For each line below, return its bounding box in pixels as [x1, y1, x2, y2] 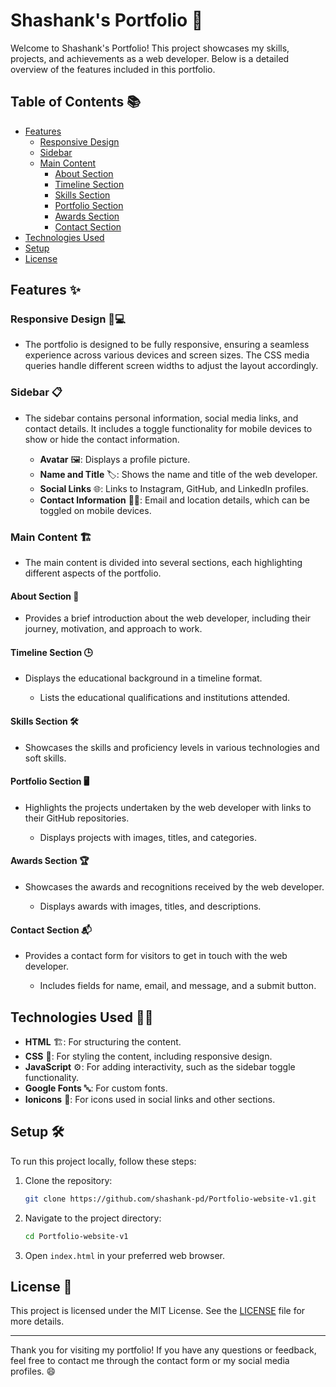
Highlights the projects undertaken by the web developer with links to [24, 801, 312, 813]
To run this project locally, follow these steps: [10, 1155, 197, 1167]
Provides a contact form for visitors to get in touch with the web [24, 950, 288, 962]
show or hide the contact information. [24, 433, 180, 445]
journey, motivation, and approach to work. [24, 623, 203, 635]
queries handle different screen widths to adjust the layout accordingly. [24, 360, 319, 372]
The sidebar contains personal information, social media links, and [24, 412, 299, 424]
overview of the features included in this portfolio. [10, 63, 216, 75]
